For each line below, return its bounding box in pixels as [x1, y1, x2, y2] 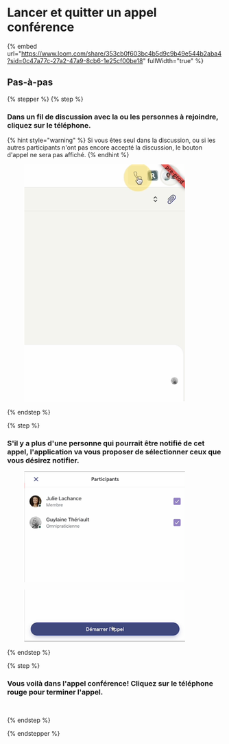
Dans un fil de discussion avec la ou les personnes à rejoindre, [7, 112, 219, 121]
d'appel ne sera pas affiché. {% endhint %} [7, 151, 130, 159]
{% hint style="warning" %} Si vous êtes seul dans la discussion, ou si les [7, 136, 216, 145]
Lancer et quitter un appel [7, 5, 157, 21]
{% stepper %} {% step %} [7, 95, 84, 103]
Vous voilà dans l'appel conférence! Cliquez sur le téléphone [7, 678, 214, 688]
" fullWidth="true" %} [143, 56, 204, 65]
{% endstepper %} [7, 730, 60, 737]
